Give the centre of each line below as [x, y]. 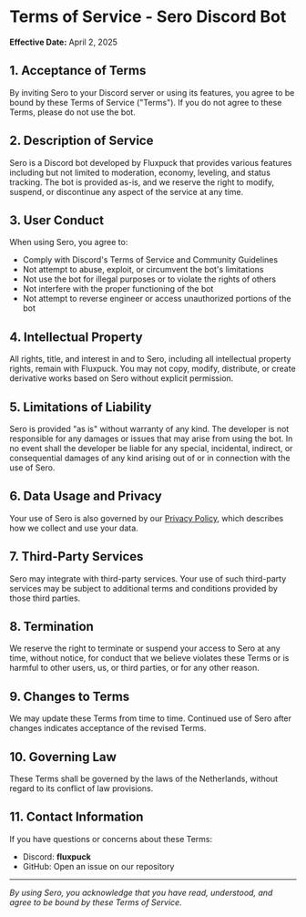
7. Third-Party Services [76, 556]
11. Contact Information [76, 817]
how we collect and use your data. [74, 528]
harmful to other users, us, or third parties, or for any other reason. [134, 668]
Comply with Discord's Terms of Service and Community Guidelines [150, 260]
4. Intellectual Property [76, 337]
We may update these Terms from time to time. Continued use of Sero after [151, 718]
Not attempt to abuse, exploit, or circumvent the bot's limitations [143, 270]
